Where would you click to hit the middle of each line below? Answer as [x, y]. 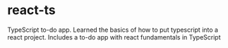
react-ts [32, 10]
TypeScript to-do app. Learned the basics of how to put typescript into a [113, 30]
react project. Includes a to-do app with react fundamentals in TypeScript [114, 37]
